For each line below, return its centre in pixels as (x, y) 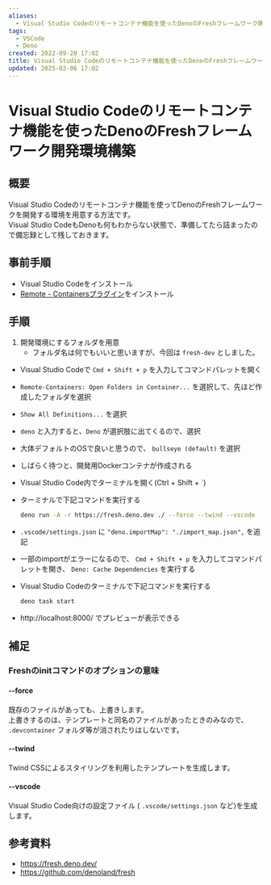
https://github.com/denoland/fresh (77, 872)
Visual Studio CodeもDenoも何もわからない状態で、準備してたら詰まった (130, 224)
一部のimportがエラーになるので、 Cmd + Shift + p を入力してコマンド (138, 559)
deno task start (47, 602)
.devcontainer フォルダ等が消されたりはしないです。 (96, 730)
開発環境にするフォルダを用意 (69, 342)
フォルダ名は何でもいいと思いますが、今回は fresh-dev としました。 (146, 353)
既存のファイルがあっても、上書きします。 (78, 709)
